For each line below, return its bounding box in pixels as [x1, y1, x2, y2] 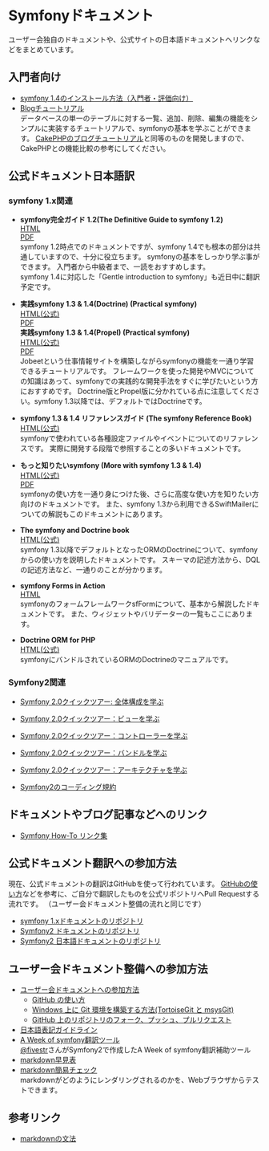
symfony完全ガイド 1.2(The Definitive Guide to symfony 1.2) [19, 215, 223, 225]
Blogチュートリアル [19, 103, 85, 112]
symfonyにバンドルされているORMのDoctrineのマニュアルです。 [19, 655, 233, 665]
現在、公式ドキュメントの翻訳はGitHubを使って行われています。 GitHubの [8, 879, 251, 889]
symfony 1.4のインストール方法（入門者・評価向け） [19, 93, 194, 103]
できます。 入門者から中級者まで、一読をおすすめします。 [19, 262, 211, 272]
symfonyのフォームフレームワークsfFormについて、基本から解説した [19, 599, 247, 609]
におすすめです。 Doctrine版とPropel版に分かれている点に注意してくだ [19, 386, 253, 397]
